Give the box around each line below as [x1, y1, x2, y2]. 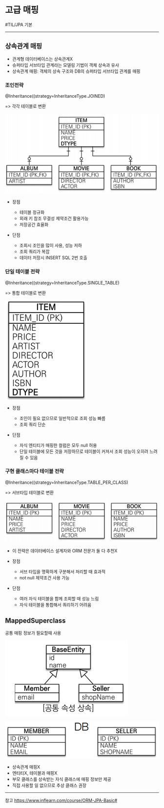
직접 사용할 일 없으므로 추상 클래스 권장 [12, 782, 87, 788]
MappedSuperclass [5, 616, 66, 625]
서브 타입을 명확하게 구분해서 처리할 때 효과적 [19, 569, 106, 574]
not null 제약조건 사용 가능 [19, 575, 70, 581]
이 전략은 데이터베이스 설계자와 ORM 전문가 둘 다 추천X [12, 548, 118, 554]
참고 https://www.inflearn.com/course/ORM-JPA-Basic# [5, 797, 118, 803]
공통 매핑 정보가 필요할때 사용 [5, 630, 61, 636]
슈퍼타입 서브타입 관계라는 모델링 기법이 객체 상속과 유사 [12, 62, 120, 68]
